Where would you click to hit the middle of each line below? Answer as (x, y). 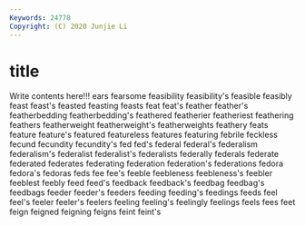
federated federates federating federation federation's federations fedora (147, 163)
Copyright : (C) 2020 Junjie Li (69, 26)
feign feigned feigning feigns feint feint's (85, 212)
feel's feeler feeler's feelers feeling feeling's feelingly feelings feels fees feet (152, 202)
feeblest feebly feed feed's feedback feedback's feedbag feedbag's (137, 183)
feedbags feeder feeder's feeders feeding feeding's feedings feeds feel (144, 192)
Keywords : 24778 (40, 18)
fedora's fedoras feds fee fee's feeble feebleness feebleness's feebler (141, 173)
